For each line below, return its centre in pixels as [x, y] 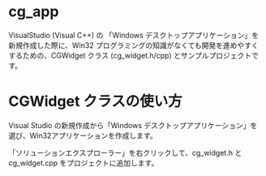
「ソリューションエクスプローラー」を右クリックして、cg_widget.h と [125, 152]
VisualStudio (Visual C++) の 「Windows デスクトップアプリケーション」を [134, 35]
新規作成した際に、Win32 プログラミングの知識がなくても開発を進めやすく [134, 45]
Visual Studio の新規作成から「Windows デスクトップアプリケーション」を [133, 125]
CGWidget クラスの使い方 [95, 102]
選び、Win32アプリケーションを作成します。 [83, 135]
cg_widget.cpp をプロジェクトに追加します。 [84, 163]
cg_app [34, 12]
